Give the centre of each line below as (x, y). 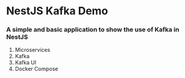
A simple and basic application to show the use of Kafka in (93, 30)
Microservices (33, 50)
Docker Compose (37, 69)
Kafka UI (25, 63)
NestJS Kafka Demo (57, 11)
